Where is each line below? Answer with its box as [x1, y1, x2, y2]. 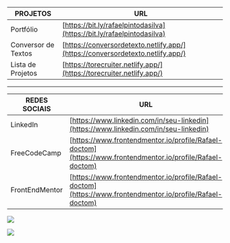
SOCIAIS [22, 104, 51, 113]
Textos [10, 49, 33, 58]
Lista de [10, 60, 36, 69]
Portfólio [10, 25, 38, 34]
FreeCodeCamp [10, 148, 62, 157]
